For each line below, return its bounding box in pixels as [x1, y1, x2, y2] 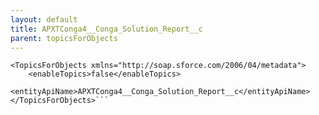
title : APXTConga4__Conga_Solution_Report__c [10, 24, 203, 34]
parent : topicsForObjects [10, 33, 118, 43]
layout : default [10, 14, 78, 25]
